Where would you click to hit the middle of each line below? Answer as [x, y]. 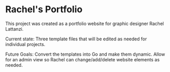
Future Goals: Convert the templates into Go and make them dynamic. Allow [85, 54]
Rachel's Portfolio [44, 9]
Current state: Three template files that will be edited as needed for [76, 39]
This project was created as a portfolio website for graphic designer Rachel [84, 23]
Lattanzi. [15, 29]
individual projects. [25, 44]
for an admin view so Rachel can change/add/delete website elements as [82, 59]
